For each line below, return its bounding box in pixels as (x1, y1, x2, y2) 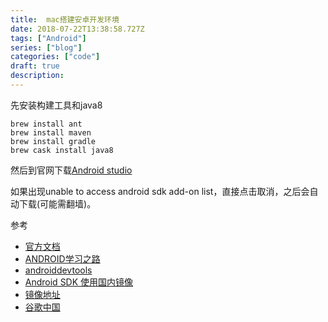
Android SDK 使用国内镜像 (24, 276, 134, 288)
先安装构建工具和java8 (10, 99, 103, 111)
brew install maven (10, 127, 92, 138)
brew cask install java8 (10, 145, 114, 155)
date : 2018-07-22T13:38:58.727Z (10, 24, 145, 34)
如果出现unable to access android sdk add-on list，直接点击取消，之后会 (10, 185, 310, 197)
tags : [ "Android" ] (10, 33, 87, 43)
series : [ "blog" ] (10, 42, 83, 53)
